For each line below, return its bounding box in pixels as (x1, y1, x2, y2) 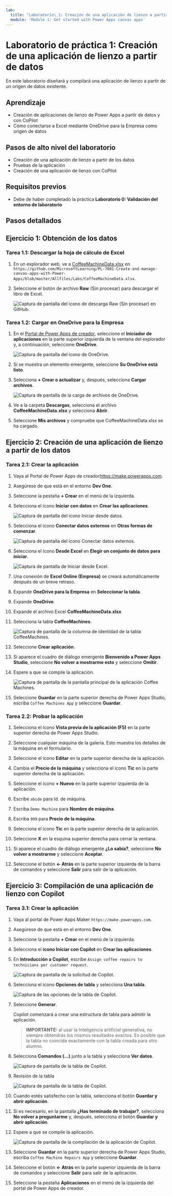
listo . (13, 367, 24, 373)
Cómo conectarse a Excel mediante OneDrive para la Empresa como (13, 123, 158, 129)
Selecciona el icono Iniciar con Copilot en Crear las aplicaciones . (13, 946, 153, 952)
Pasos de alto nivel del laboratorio (6, 143, 116, 152)
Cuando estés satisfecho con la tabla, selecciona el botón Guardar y (13, 1092, 158, 1099)
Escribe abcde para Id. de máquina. (13, 796, 86, 802)
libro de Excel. (13, 290, 43, 297)
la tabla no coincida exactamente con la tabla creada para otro (26, 1037, 158, 1044)
